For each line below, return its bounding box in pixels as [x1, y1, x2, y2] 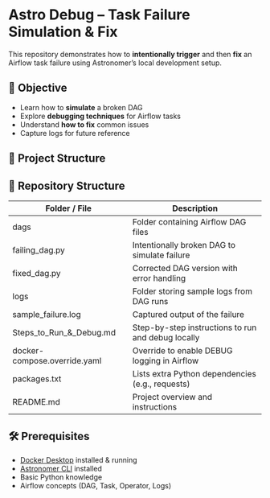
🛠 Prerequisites [8, 430, 90, 443]
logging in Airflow [132, 355, 199, 366]
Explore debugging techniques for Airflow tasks [19, 111, 181, 121]
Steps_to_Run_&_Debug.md [12, 327, 117, 338]
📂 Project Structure [8, 151, 106, 166]
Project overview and [132, 391, 213, 402]
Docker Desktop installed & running [19, 455, 138, 464]
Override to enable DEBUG [132, 344, 233, 356]
